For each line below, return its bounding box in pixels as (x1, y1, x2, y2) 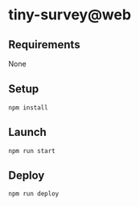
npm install (8, 103, 48, 112)
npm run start (8, 146, 56, 154)
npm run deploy (8, 190, 59, 198)
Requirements (8, 38, 80, 51)
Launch (8, 126, 47, 139)
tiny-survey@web (8, 6, 132, 24)
